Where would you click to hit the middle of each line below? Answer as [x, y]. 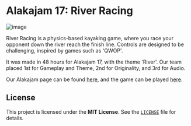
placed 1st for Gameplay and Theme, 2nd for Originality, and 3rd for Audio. [96, 68]
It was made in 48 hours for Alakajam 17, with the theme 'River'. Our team [94, 62]
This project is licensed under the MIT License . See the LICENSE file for [91, 111]
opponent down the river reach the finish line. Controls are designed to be [95, 44]
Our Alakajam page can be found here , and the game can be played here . [94, 79]
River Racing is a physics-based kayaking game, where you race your [90, 38]
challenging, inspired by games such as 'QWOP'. [65, 50]
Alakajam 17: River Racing [70, 11]
